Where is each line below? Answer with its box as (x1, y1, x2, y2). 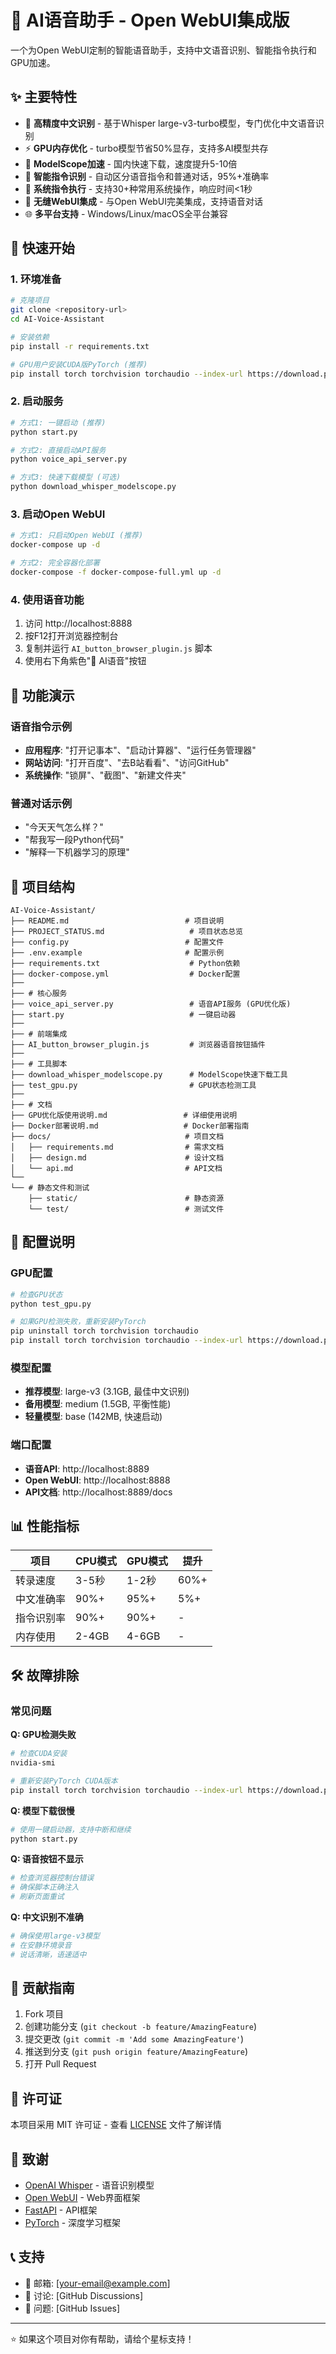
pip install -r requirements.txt (10, 341, 150, 351)
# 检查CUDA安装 (10, 1749, 68, 1759)
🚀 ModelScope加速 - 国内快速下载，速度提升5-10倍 (24, 157, 238, 170)
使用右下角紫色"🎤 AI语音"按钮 (24, 655, 147, 667)
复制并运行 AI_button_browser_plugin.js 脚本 (24, 642, 213, 655)
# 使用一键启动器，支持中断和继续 (10, 1824, 132, 1835)
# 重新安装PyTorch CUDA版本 (10, 1776, 118, 1786)
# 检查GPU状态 (10, 1289, 63, 1300)
